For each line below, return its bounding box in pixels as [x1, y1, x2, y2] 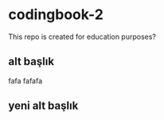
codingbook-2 [8, 6, 103, 24]
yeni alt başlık [8, 99, 79, 113]
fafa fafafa [8, 75, 43, 85]
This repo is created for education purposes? [8, 32, 157, 41]
